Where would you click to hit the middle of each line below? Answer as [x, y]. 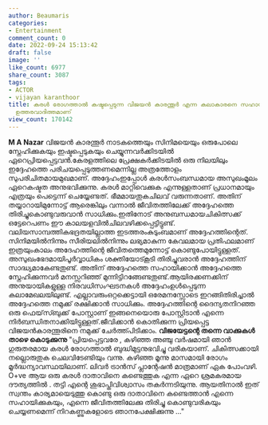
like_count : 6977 [37, 68]
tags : [17, 82]
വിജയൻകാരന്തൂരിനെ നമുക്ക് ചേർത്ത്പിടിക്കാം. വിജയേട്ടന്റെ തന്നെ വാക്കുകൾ [132, 330]
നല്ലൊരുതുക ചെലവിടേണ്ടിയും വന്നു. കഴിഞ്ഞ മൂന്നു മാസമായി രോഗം [118, 357]
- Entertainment [35, 30]
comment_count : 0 [37, 38]
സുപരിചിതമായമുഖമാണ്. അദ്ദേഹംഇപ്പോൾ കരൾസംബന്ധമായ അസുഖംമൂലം [133, 178]
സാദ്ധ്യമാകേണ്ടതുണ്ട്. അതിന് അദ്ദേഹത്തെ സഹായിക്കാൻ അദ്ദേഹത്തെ [125, 267]
